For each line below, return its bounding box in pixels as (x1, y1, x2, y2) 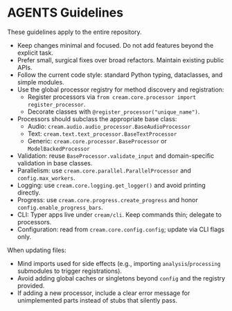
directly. (17, 188, 41, 197)
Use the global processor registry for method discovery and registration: (17, 85, 224, 94)
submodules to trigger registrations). (17, 267, 123, 275)
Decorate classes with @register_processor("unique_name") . (27, 107, 200, 116)
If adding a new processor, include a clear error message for (17, 289, 190, 297)
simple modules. (17, 78, 64, 86)
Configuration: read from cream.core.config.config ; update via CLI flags (17, 225, 225, 233)
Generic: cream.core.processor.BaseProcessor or (27, 136, 168, 145)
